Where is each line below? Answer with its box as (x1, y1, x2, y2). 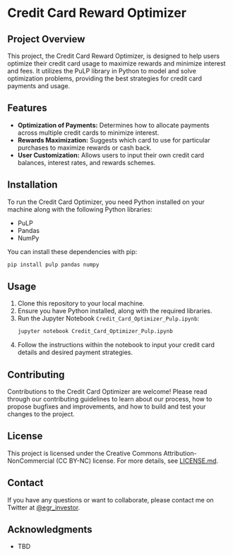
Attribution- (163, 449, 198, 457)
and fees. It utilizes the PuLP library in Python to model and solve (7, 67, 196, 75)
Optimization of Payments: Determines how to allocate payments (17, 121, 210, 129)
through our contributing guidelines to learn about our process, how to (7, 395, 213, 403)
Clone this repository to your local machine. (17, 299, 145, 308)
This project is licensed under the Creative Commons (7, 449, 162, 457)
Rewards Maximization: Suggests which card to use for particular (17, 135, 210, 144)
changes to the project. (7, 410, 76, 418)
